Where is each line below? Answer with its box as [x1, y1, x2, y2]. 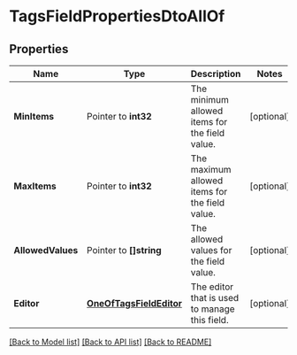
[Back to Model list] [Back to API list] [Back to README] [9, 336, 212, 347]
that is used [190, 292, 240, 304]
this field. [190, 314, 229, 326]
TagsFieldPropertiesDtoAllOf [9, 6, 225, 27]
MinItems [13, 111, 55, 122]
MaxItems [13, 180, 57, 192]
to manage [190, 303, 236, 315]
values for [190, 244, 232, 256]
